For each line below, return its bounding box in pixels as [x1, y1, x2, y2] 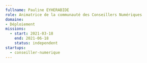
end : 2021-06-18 [14, 36, 49, 41]
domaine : [5, 17, 24, 22]
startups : [5, 45, 26, 50]
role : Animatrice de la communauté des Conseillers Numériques [5, 12, 142, 17]
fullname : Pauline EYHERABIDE [5, 7, 70, 13]
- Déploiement [5, 21, 36, 27]
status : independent [14, 41, 58, 46]
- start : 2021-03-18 [10, 31, 53, 36]
